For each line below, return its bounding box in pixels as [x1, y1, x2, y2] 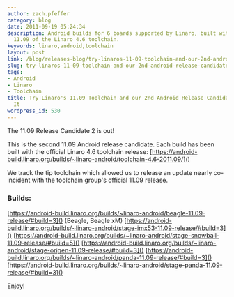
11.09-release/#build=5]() [7, 238, 80, 247]
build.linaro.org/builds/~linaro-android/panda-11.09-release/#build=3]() [7, 254, 212, 262]
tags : [7, 68, 23, 75]
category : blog [7, 17, 52, 24]
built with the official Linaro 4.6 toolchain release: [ [7, 147, 153, 155]
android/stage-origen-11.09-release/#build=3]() [7, 246, 144, 254]
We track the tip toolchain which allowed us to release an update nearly [7, 168, 212, 176]
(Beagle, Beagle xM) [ [64, 217, 127, 225]
